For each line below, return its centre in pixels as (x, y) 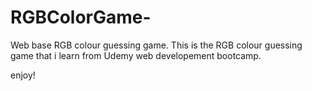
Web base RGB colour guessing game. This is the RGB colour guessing (156, 45)
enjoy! (23, 75)
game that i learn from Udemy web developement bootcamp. (136, 55)
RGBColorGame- (81, 17)
